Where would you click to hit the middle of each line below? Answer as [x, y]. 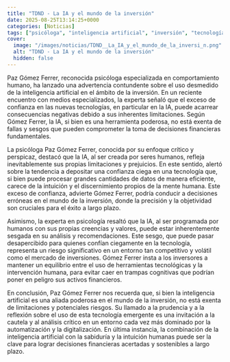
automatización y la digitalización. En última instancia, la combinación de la [113, 329]
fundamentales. [29, 136]
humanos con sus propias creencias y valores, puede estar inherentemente [113, 228]
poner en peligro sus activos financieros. [64, 280]
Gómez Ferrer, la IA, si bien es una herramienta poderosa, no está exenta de [114, 122]
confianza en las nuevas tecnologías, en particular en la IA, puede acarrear [113, 106]
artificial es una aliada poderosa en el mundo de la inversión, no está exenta [114, 300]
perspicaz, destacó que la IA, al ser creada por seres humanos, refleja [106, 157]
